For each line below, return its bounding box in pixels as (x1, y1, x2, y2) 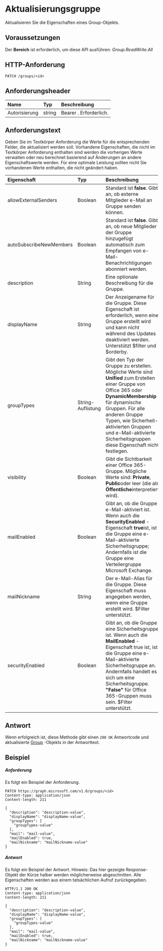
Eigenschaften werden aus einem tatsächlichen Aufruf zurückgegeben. (5, 877, 147, 883)
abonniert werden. (105, 266, 147, 272)
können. (105, 209, 124, 216)
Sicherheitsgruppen (105, 436, 151, 442)
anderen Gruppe (105, 411, 143, 418)
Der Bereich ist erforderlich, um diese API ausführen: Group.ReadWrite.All (5, 46, 153, 52)
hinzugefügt (105, 235, 133, 242)
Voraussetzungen (5, 34, 61, 42)
